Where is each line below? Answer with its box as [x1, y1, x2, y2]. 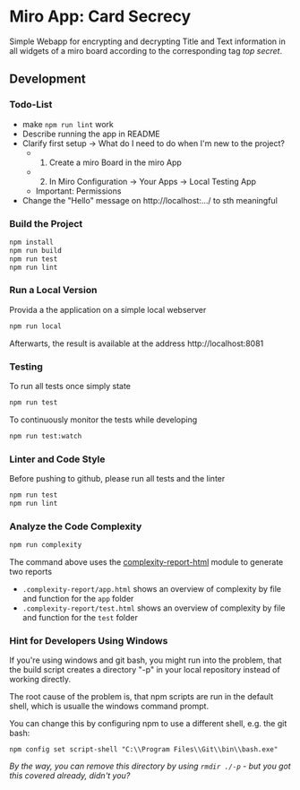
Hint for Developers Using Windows [9, 634, 168, 647]
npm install [9, 238, 54, 247]
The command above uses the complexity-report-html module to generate [9, 556, 284, 567]
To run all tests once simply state [9, 380, 132, 391]
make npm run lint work [21, 118, 115, 129]
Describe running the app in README [21, 128, 160, 139]
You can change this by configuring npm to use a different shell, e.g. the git [9, 718, 287, 729]
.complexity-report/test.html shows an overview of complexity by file [21, 603, 286, 613]
